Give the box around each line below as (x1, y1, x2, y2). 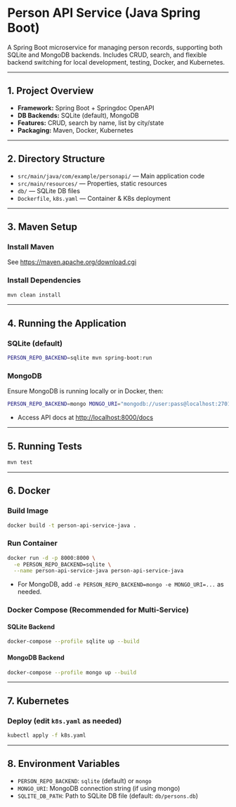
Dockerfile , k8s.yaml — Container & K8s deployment (17, 194, 171, 202)
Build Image (7, 506, 49, 516)
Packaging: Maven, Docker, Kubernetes (17, 126, 133, 134)
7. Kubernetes (7, 695, 70, 707)
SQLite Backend (7, 622, 55, 631)
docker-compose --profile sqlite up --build (7, 638, 140, 645)
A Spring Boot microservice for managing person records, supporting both (7, 43, 223, 51)
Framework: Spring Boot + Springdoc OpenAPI (17, 103, 155, 112)
